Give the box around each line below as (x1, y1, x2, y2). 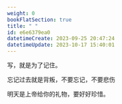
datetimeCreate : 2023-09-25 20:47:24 (7, 35, 115, 42)
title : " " (7, 22, 38, 29)
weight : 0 (7, 10, 36, 17)
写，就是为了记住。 (7, 61, 62, 69)
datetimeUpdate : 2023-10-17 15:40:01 (7, 41, 115, 48)
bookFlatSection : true (7, 16, 72, 23)
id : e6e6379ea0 (7, 29, 51, 36)
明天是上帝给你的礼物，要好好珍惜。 (7, 90, 110, 98)
